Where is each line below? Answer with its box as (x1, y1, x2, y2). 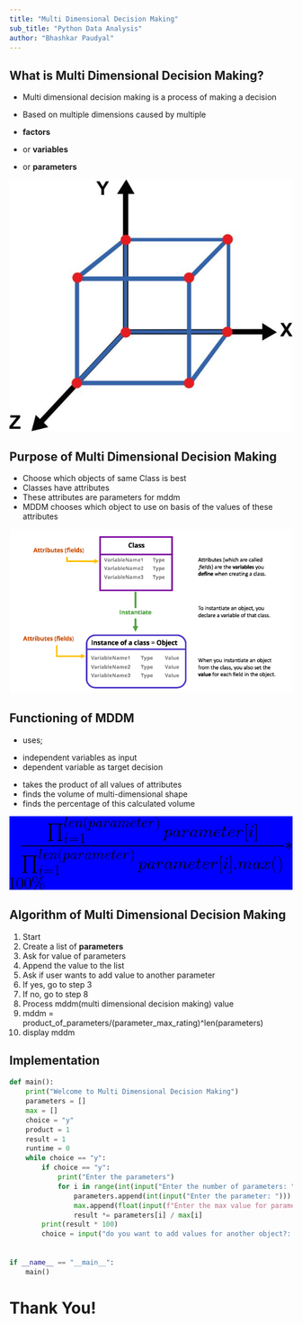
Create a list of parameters (22, 941, 124, 952)
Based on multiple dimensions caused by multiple (22, 109, 207, 121)
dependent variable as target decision (22, 761, 164, 773)
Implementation (9, 1052, 101, 1068)
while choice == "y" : (25, 1154, 106, 1163)
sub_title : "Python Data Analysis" (9, 23, 143, 33)
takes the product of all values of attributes (22, 779, 182, 790)
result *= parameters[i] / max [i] (73, 1211, 203, 1220)
